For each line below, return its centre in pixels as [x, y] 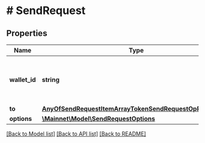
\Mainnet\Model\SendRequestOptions [99, 119]
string [51, 80]
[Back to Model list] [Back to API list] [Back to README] [76, 134]
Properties [27, 33]
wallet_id [23, 80]
